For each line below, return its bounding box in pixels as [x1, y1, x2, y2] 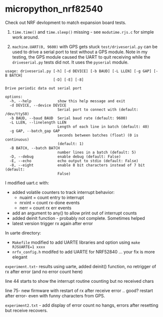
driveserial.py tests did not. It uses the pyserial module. [12, 59, 129, 65]
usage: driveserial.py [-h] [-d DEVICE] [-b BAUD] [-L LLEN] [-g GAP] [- [5, 68, 159, 74]
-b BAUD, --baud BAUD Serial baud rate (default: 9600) [9, 116, 128, 121]
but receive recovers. [5, 307, 48, 313]
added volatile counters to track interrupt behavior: [12, 189, 115, 195]
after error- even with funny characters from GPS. [5, 293, 105, 298]
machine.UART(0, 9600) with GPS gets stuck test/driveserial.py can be [12, 43, 158, 49]
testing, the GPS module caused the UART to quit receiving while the [12, 54, 150, 60]
